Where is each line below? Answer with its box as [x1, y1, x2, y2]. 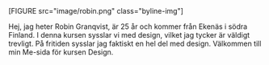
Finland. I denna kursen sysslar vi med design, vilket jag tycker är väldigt [8, 30, 250, 39]
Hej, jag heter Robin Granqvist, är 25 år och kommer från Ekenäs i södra [8, 22, 248, 31]
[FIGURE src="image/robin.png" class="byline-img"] [8, 6, 184, 15]
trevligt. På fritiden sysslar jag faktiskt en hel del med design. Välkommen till [8, 39, 262, 48]
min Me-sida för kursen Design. [8, 47, 114, 57]
